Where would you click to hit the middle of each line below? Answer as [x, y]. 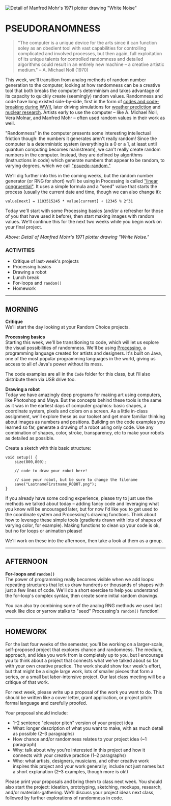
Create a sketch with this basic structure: [48, 448]
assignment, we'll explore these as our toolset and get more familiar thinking [85, 417]
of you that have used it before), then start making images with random [80, 216]
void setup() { [21, 457]
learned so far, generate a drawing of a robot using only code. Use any [79, 427]
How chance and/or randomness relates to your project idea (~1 [80, 739]
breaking [15, 107]
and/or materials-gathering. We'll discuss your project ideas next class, [80, 792]
